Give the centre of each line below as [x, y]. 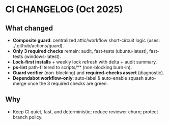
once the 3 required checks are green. [68, 83]
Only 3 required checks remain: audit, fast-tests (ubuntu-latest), [80, 51]
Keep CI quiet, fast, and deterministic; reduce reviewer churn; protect [85, 112]
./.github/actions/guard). [38, 46]
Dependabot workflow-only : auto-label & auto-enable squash [78, 78]
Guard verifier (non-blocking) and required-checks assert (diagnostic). [88, 73]
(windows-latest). [43, 56]
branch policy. [27, 117]
